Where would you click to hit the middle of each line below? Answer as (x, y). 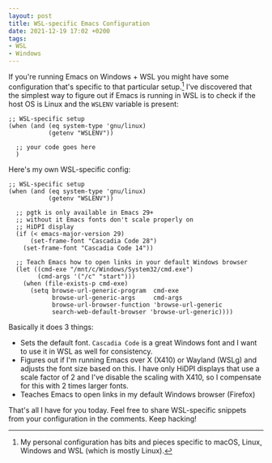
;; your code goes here (55, 147)
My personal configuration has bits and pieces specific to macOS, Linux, (141, 442)
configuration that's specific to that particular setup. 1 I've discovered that (130, 86)
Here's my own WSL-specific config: (70, 169)
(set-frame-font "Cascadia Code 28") (93, 241)
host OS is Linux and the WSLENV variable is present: (94, 104)
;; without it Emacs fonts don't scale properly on (105, 220)
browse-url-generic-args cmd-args (117, 298)
